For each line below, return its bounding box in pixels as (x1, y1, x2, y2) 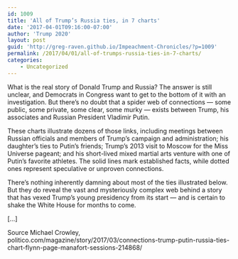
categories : (7, 57, 43, 64)
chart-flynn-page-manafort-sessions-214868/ (7, 243, 143, 252)
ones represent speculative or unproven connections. (7, 164, 164, 172)
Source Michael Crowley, (7, 228, 80, 236)
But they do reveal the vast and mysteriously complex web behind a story (7, 185, 222, 194)
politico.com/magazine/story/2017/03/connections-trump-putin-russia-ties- (7, 236, 229, 244)
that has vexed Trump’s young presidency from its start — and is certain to (7, 193, 226, 202)
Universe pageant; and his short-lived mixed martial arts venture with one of (7, 149, 231, 158)
